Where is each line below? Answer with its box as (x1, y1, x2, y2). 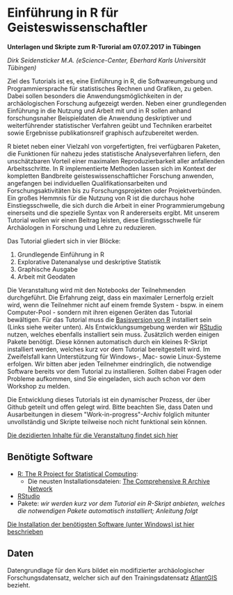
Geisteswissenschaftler (7, 19, 148, 35)
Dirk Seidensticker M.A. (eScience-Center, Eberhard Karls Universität (7, 56, 207, 64)
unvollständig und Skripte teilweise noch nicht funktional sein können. (7, 417, 207, 425)
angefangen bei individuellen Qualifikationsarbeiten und (7, 179, 168, 187)
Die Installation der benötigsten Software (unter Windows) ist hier (7, 520, 195, 528)
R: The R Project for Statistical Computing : (17, 469, 138, 478)
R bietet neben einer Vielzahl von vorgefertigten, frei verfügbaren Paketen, (7, 142, 221, 150)
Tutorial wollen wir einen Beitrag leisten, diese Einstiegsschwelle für (7, 215, 202, 224)
